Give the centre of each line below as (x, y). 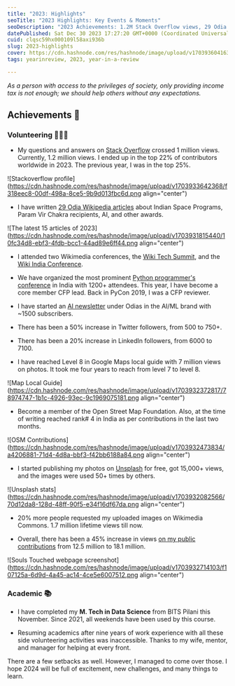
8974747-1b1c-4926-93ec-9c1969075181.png (73, 398)
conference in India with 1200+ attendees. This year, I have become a (117, 285)
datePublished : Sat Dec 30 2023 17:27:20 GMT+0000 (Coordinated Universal (119, 33)
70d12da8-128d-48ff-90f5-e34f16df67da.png (73, 504)
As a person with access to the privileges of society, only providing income (116, 86)
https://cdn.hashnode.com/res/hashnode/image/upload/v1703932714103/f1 (118, 567)
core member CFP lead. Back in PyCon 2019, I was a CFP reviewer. (114, 292)
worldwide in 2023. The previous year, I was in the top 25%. (104, 165)
